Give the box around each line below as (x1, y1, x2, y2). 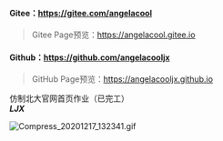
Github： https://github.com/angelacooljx (9, 52, 170, 63)
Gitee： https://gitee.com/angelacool (9, 7, 153, 18)
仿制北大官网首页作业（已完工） (9, 93, 129, 104)
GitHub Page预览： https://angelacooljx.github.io (31, 74, 214, 85)
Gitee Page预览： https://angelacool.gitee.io (31, 29, 196, 40)
